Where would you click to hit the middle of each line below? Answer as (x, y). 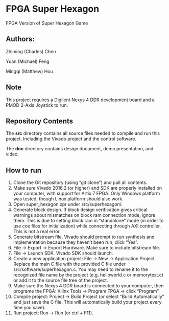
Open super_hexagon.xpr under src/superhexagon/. (68, 204)
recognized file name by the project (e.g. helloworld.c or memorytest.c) (88, 275)
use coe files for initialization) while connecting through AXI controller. (87, 226)
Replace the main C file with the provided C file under (69, 264)
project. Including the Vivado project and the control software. (71, 139)
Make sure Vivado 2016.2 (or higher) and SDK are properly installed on (88, 188)
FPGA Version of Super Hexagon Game (47, 23)
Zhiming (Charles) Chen (31, 51)
